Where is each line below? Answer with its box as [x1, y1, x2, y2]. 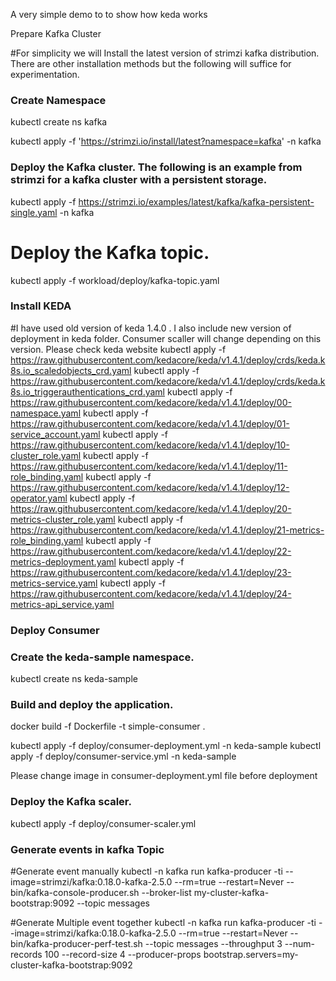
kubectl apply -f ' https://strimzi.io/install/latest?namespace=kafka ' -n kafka [10, 135, 322, 148]
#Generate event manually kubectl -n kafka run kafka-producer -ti [10, 865, 283, 877]
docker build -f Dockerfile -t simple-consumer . [10, 720, 206, 733]
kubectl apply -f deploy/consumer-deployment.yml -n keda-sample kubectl [10, 740, 322, 752]
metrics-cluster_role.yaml [10, 513, 116, 525]
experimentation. [10, 69, 80, 80]
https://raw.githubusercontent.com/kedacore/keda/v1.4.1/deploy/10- [10, 439, 290, 451]
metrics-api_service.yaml [10, 598, 115, 610]
